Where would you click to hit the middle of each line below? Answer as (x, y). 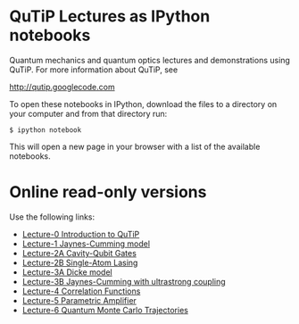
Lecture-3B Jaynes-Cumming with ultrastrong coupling (124, 281)
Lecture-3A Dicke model (67, 272)
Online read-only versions (108, 192)
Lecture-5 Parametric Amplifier (79, 300)
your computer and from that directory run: (88, 113)
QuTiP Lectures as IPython (110, 17)
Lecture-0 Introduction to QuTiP (81, 234)
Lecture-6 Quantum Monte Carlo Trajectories (105, 310)
